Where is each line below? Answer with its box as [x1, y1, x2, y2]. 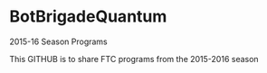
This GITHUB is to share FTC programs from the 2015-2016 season [9, 53, 260, 64]
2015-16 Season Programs [9, 36, 109, 47]
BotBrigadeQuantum [9, 6, 167, 27]
